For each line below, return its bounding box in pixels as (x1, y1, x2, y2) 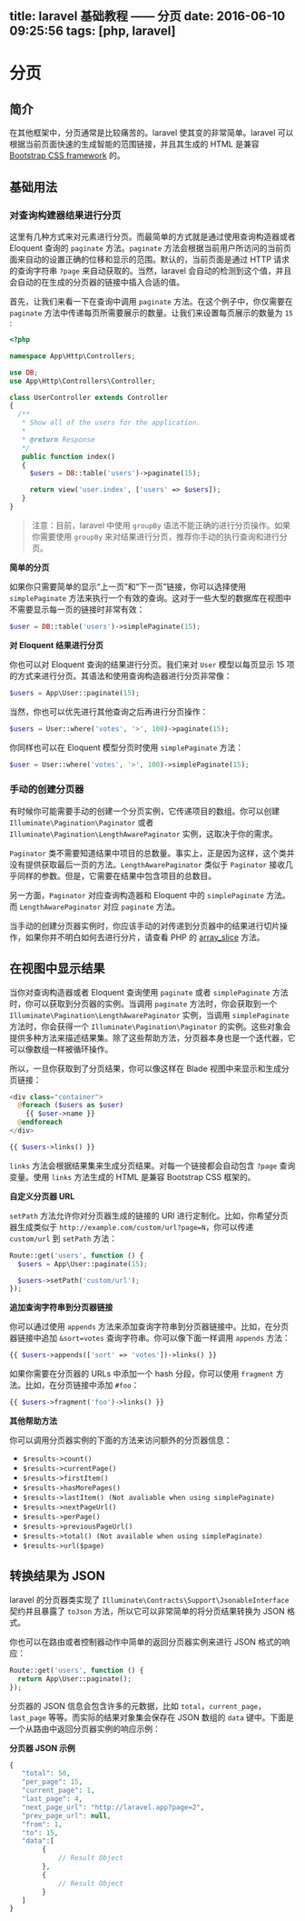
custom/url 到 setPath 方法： (9, 1233, 118, 1244)
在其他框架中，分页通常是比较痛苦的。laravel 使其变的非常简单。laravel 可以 (9, 127, 294, 138)
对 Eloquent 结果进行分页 (9, 639, 104, 650)
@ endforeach (17, 1117, 64, 1127)
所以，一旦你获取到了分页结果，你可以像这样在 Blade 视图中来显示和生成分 (9, 1063, 290, 1074)
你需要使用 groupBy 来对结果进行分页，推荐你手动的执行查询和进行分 (31, 531, 288, 542)
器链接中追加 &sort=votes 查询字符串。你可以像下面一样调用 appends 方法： (9, 1333, 290, 1344)
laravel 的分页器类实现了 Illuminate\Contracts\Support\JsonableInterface (9, 1594, 290, 1605)
